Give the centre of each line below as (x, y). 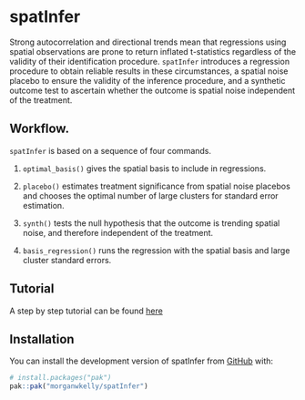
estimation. (44, 205)
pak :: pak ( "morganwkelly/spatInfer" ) (79, 386)
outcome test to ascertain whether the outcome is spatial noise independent (152, 90)
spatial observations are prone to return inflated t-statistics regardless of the (153, 51)
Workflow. (40, 129)
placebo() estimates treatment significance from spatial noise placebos (157, 186)
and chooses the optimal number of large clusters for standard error (151, 195)
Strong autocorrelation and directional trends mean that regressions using (148, 42)
